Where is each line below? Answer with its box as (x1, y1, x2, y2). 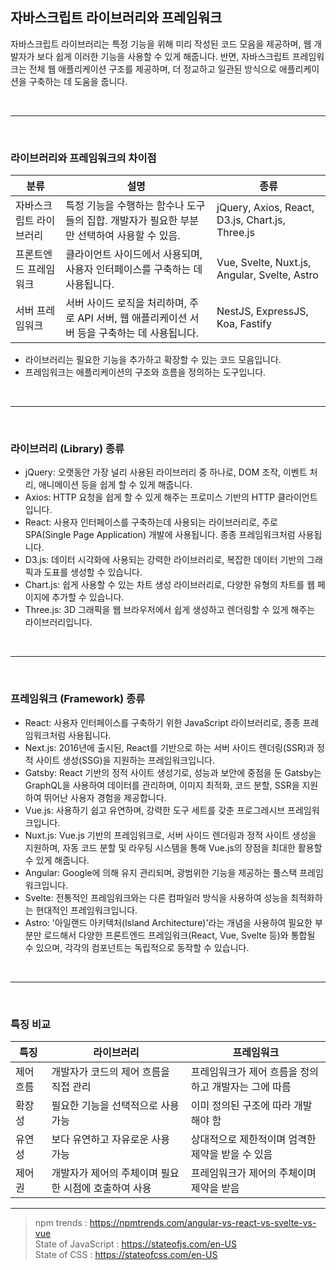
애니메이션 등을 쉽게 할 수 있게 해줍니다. (38, 479, 193, 491)
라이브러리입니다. (24, 616, 93, 628)
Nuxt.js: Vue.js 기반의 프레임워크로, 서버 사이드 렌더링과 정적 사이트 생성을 (24, 829, 317, 841)
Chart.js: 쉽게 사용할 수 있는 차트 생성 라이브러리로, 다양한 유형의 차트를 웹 (24, 579, 316, 591)
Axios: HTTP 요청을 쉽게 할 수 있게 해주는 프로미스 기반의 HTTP (24, 491, 276, 503)
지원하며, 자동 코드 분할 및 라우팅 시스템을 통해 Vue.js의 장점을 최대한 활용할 (24, 841, 323, 853)
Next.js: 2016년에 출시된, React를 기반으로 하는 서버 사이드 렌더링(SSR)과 (24, 741, 315, 753)
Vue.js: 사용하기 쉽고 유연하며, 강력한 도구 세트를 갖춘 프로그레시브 (24, 804, 286, 816)
